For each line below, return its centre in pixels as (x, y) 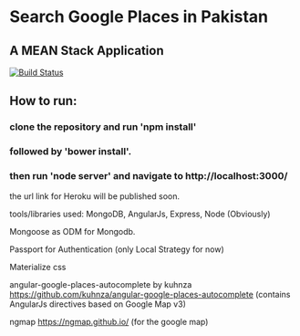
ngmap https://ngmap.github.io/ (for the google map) (109, 321)
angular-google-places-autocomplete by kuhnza (101, 284)
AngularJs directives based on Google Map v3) (98, 304)
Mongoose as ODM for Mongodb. (72, 231)
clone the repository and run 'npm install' (103, 127)
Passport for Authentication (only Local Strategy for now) (117, 249)
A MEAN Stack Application (87, 51)
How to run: (43, 101)
